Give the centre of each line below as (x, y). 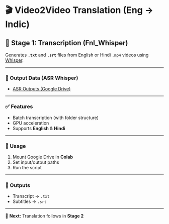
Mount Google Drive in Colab (43, 157)
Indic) (18, 24)
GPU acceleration (31, 123)
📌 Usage (16, 146)
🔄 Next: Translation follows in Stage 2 (45, 216)
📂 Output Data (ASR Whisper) (42, 78)
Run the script (27, 167)
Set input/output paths (36, 162)
